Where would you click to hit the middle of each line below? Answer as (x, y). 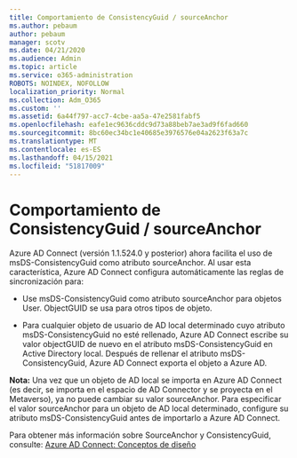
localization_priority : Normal (67, 91)
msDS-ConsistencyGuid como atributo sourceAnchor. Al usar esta (130, 263)
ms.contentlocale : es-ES (55, 149)
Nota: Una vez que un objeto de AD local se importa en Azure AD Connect (145, 380)
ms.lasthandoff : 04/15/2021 (61, 158)
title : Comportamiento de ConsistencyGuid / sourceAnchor (119, 17)
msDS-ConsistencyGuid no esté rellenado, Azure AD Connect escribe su (155, 335)
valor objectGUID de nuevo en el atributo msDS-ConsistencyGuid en (147, 344)
